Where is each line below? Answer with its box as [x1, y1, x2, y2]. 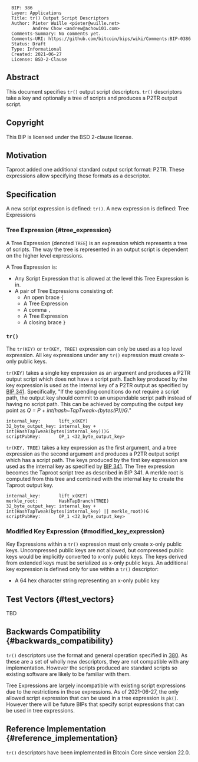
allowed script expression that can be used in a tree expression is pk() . [6, 694, 179, 701]
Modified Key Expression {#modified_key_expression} [6, 527, 165, 535]
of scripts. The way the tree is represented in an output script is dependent [6, 246, 189, 253]
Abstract [6, 72, 39, 83]
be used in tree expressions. [6, 707, 75, 714]
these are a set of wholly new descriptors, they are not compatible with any [6, 658, 189, 665]
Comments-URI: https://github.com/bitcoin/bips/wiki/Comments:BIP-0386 [11, 36, 192, 42]
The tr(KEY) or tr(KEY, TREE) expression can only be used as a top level [6, 345, 183, 352]
